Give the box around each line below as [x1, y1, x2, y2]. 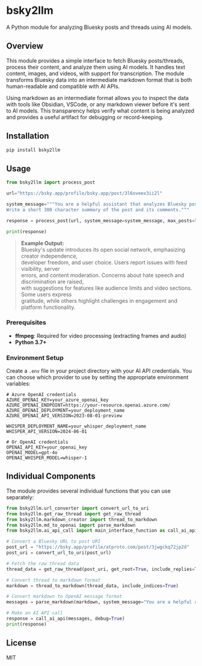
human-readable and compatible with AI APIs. [6, 82, 120, 90]
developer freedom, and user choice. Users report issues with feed [20, 258, 188, 266]
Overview [6, 41, 44, 51]
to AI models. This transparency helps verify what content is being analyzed [6, 107, 194, 114]
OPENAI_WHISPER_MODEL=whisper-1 [6, 455, 87, 461]
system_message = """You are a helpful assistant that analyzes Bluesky [6, 201, 187, 207]
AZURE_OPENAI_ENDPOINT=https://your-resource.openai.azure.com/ [6, 402, 171, 408]
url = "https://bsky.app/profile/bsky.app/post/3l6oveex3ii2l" [6, 190, 163, 196]
